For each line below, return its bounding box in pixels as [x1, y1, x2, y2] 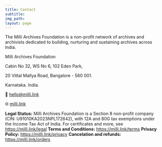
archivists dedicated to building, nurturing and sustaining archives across [5, 39, 153, 45]
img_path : [5, 16, 25, 21]
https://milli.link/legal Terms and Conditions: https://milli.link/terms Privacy [5, 126, 157, 132]
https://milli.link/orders [5, 137, 50, 143]
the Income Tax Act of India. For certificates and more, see [5, 121, 123, 127]
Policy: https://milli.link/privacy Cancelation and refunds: [5, 131, 121, 137]
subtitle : [5, 12, 25, 17]
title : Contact [5, 7, 36, 12]
